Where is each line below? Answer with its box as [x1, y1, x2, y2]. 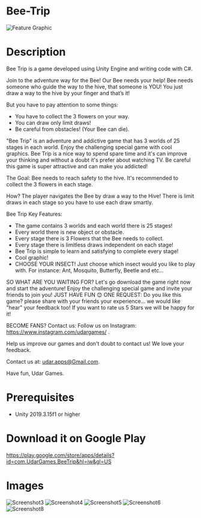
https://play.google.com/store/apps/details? [6, 451, 115, 459]
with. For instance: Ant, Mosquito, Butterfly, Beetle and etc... [14, 266, 164, 274]
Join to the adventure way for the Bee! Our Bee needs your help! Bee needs [6, 76, 193, 84]
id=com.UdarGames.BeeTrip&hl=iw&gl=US [6, 458, 112, 465]
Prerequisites [6, 391, 75, 404]
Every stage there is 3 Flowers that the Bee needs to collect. [14, 234, 164, 242]
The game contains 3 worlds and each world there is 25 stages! [14, 222, 173, 229]
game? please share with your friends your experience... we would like [6, 297, 181, 305]
